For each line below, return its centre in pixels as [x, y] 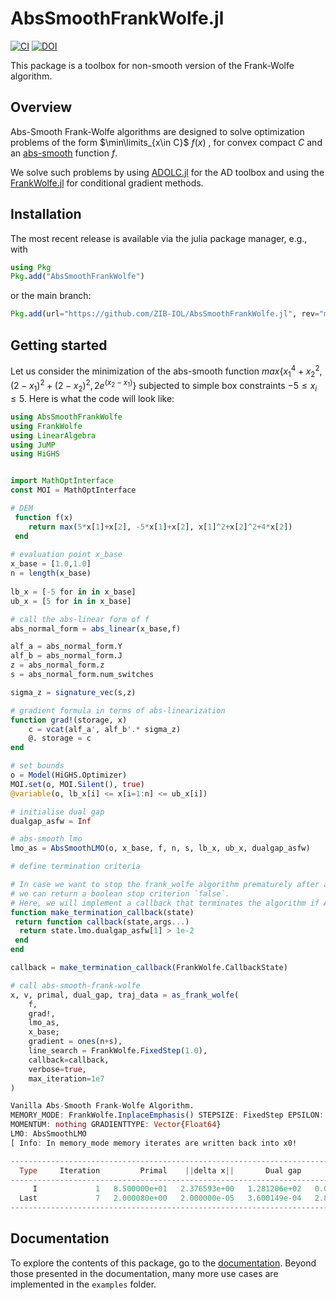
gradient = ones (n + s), [75, 1042]
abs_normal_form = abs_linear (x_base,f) [96, 628]
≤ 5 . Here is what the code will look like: [92, 398]
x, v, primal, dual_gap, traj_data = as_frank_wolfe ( [125, 995]
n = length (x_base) [51, 573]
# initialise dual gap [57, 812]
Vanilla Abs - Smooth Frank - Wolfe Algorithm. [102, 1106]
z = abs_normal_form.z [57, 665]
